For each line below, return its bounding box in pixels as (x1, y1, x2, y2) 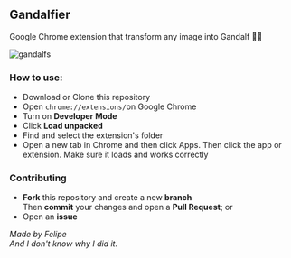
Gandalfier (9, 7, 70, 23)
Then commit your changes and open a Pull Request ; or (22, 202, 233, 213)
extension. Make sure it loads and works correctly (22, 149, 209, 161)
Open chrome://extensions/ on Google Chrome (22, 101, 197, 112)
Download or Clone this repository (22, 92, 151, 103)
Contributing (9, 171, 67, 184)
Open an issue (22, 211, 79, 222)
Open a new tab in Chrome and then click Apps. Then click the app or (22, 140, 282, 151)
